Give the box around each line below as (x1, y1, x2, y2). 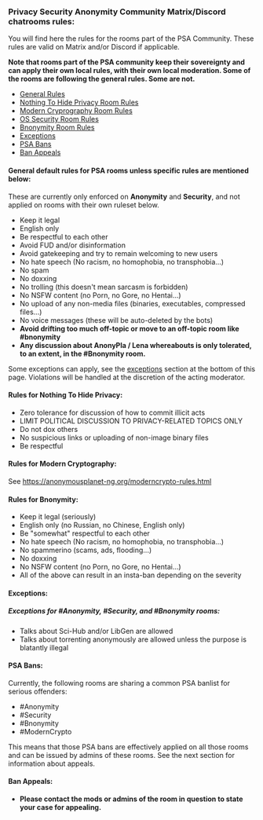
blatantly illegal (19, 642, 69, 652)
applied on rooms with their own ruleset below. (8, 200, 159, 210)
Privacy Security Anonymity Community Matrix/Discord (8, 6, 226, 17)
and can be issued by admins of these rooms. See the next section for (8, 750, 236, 760)
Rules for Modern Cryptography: (8, 459, 117, 469)
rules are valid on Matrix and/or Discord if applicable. (8, 42, 181, 52)
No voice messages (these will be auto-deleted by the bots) (19, 315, 214, 324)
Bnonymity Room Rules (19, 123, 95, 132)
